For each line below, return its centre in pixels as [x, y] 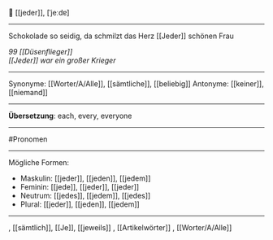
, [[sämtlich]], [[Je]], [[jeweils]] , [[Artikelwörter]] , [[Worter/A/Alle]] [120, 227]
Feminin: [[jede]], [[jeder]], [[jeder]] [80, 187]
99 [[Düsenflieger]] [41, 52]
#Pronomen [28, 139]
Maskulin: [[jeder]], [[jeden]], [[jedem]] [85, 178]
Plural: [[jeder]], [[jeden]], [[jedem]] [80, 204]
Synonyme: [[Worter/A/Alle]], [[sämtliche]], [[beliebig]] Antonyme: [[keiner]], [136, 84]
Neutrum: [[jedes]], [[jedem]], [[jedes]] [85, 196]
